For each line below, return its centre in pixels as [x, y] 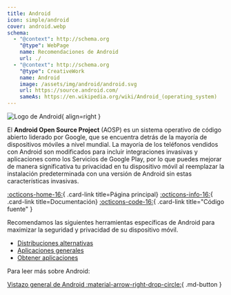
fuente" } [20, 209]
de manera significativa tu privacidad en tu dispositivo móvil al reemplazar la [116, 166]
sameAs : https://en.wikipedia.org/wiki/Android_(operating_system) [118, 97]
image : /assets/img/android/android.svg [78, 84]
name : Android [40, 78]
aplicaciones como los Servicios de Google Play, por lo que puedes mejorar [114, 159]
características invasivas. [43, 181]
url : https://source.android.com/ [69, 90]
